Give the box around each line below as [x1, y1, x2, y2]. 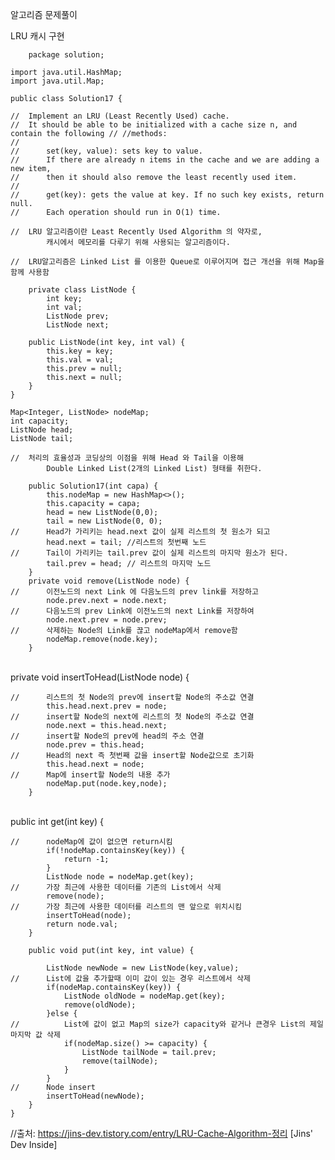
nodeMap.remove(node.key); [46, 634, 159, 644]
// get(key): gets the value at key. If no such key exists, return [10, 190, 325, 200]
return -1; [63, 854, 110, 864]
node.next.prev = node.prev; [46, 615, 168, 625]
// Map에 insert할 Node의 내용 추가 [10, 770, 171, 780]
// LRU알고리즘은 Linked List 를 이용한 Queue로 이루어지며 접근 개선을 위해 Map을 [10, 257, 325, 267]
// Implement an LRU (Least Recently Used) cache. [10, 111, 230, 121]
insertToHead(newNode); [46, 1091, 145, 1101]
